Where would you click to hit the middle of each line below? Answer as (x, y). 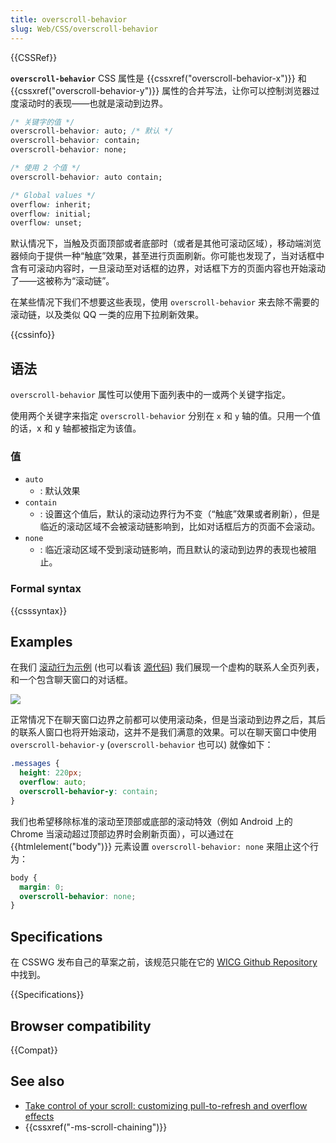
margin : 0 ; (42, 887)
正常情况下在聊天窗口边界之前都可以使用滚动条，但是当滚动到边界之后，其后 (168, 720)
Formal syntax (46, 589)
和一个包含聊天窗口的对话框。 (71, 680)
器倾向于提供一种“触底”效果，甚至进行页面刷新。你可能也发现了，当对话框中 (167, 256)
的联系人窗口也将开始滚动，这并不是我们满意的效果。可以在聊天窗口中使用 (163, 732)
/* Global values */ (53, 195)
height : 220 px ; (51, 773)
